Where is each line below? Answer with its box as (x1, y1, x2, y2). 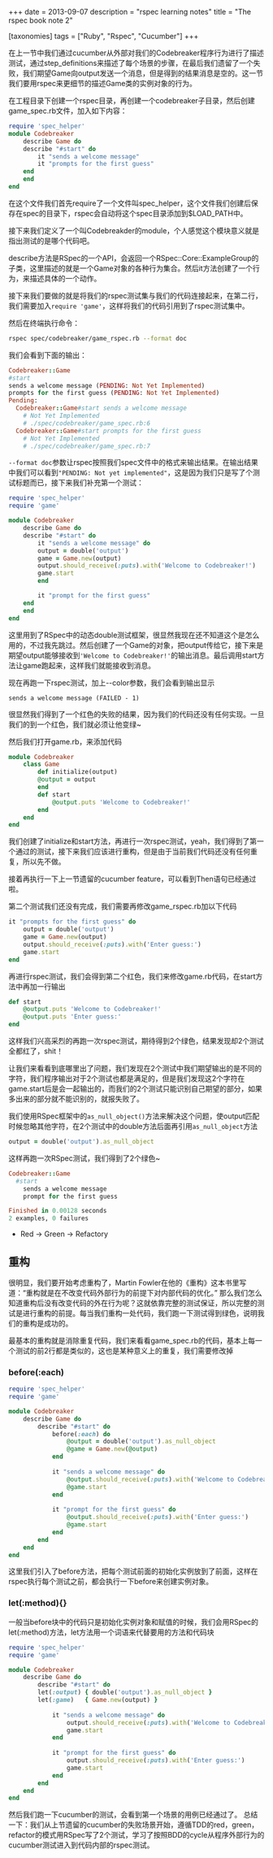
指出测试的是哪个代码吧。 (8, 236, 94, 245)
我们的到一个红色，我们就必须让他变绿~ (8, 719, 142, 729)
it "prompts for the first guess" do (8, 918, 136, 926)
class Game (23, 760, 60, 769)
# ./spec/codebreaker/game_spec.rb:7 (23, 442, 151, 450)
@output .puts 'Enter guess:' (23, 1013, 122, 1021)
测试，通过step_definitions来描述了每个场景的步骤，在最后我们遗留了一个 (8, 59, 253, 67)
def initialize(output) (37, 768, 118, 776)
